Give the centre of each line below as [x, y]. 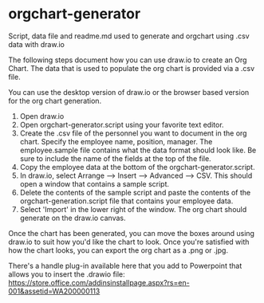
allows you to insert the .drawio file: [67, 274]
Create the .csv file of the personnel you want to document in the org [133, 133]
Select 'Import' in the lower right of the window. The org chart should [133, 209]
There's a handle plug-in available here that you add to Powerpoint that [125, 266]
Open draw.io [42, 116]
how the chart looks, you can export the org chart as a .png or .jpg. [118, 250]
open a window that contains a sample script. [95, 183]
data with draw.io [37, 44]
